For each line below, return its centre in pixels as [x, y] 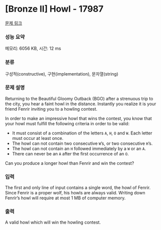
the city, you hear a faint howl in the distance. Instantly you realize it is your [81, 104]
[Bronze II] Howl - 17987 [54, 9]
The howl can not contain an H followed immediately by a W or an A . [79, 148]
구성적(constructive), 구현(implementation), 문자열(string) [62, 74]
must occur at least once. [38, 138]
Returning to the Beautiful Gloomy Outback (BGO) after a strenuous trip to [79, 98]
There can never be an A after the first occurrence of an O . [70, 153]
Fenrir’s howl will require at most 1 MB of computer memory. [65, 198]
